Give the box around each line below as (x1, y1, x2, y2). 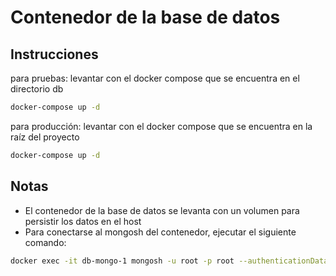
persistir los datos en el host (24, 215, 142, 227)
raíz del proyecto (10, 131, 80, 143)
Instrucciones (10, 46, 99, 63)
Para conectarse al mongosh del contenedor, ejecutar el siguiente (24, 226, 297, 238)
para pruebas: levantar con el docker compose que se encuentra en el (10, 72, 300, 84)
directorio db (10, 83, 64, 95)
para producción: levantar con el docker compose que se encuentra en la (10, 120, 313, 132)
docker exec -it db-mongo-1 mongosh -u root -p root (10, 256, 235, 266)
